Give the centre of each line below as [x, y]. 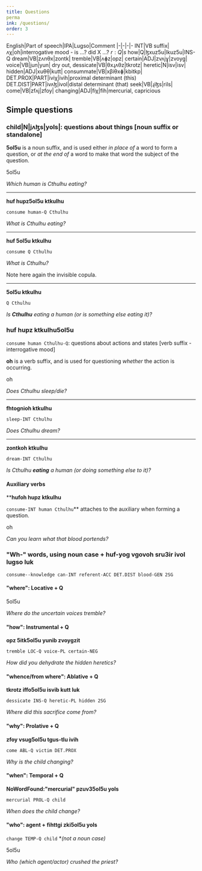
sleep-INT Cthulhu [29, 420]
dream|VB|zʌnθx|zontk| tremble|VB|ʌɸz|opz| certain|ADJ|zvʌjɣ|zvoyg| [99, 59]
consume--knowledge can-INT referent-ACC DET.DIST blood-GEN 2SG [90, 575]
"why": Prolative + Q [32, 726]
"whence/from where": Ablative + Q [52, 676]
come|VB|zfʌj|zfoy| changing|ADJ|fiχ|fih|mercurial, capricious [84, 91]
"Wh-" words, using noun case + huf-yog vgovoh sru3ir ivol [96, 555]
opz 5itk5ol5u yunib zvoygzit [43, 640]
